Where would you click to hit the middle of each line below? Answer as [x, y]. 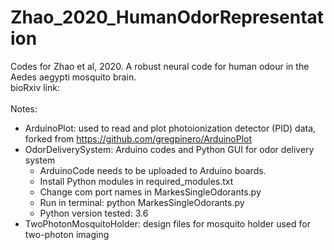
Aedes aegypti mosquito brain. [73, 77]
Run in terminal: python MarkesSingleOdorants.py [142, 202]
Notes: [24, 108]
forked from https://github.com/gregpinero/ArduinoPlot [138, 138]
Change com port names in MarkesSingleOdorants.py [150, 192]
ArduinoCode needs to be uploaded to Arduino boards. [153, 170]
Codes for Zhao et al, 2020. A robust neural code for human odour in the [160, 66]
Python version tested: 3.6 [94, 213]
